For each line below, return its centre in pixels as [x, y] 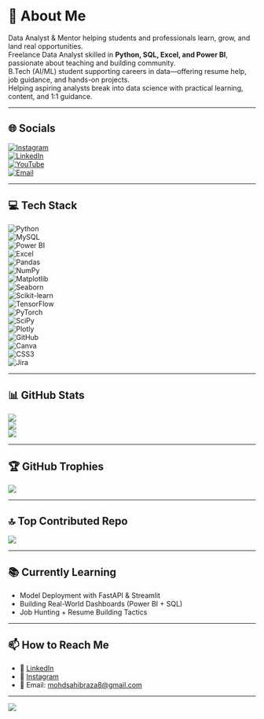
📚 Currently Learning [62, 572]
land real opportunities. [46, 46]
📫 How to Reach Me [59, 645]
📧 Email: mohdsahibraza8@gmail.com [81, 684]
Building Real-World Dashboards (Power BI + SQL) [101, 603]
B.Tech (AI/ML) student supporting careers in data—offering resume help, [128, 71]
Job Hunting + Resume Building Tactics [83, 612]
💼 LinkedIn [37, 668]
